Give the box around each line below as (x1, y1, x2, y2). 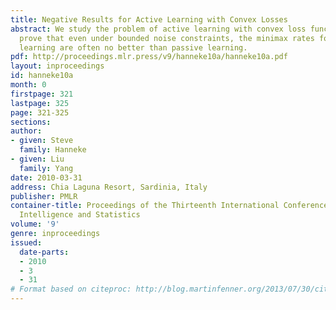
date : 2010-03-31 (10, 172, 83, 183)
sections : (10, 117, 52, 127)
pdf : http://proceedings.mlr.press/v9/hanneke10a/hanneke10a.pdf (10, 52, 288, 62)
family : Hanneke (19, 145, 87, 155)
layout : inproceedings (10, 61, 105, 71)
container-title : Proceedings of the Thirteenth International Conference (10, 201, 329, 211)
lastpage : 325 (10, 98, 70, 108)
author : (10, 126, 43, 136)
